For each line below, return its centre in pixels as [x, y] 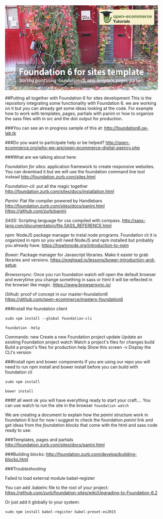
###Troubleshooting [25, 469]
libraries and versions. [27, 260]
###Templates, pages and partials [39, 440]
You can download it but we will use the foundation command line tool [75, 172]
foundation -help [23, 328]
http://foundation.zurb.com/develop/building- [91, 454]
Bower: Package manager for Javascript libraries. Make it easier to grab [77, 255]
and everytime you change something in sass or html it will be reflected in [79, 280]
